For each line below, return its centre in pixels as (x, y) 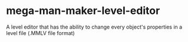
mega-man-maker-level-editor (83, 11)
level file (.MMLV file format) (40, 33)
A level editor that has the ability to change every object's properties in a (94, 27)
